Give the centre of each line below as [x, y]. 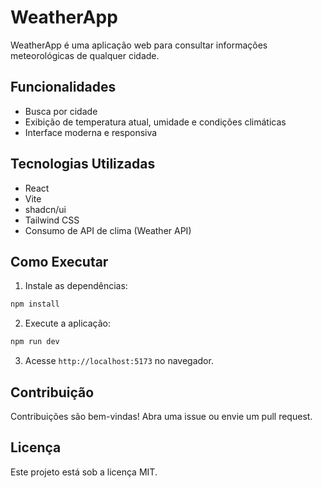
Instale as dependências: [76, 286]
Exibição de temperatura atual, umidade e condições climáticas [155, 122]
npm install [35, 304]
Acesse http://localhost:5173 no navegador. [119, 361]
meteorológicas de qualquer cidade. [85, 55]
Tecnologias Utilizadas [83, 164]
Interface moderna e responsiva [91, 132]
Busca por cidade [61, 111]
